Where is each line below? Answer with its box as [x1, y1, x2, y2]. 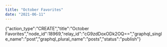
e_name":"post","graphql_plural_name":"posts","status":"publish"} [5, 36, 141, 42]
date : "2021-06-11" [5, 12, 46, 17]
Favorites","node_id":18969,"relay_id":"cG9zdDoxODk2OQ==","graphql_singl [5, 31, 162, 37]
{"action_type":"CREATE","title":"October [5, 25, 89, 31]
